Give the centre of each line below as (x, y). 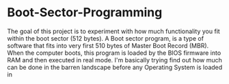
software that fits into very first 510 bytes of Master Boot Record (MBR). (108, 45)
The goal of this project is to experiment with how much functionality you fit (113, 31)
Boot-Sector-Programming (85, 13)
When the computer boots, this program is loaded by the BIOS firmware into (114, 53)
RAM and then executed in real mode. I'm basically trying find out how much (114, 60)
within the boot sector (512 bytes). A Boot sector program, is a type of (105, 38)
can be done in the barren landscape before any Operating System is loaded (115, 67)
